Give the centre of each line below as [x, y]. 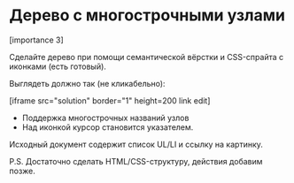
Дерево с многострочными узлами [147, 15]
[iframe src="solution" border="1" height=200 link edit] [110, 100]
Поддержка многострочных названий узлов [105, 118]
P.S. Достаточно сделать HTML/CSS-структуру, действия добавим [136, 161]
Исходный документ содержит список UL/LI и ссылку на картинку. [136, 144]
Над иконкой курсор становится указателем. [108, 127]
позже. [22, 171]
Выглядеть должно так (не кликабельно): [87, 83]
